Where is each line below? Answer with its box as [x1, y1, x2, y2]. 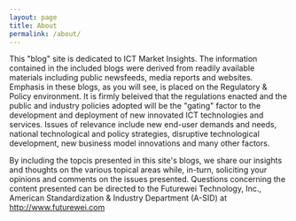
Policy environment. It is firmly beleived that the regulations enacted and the [9, 91, 288, 102]
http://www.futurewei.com [9, 202, 105, 213]
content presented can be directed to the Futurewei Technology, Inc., [9, 183, 261, 194]
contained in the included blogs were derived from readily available [9, 63, 255, 73]
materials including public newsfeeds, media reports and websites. [9, 72, 253, 83]
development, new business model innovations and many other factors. [9, 138, 270, 149]
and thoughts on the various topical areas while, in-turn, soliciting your [9, 164, 268, 175]
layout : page [9, 12, 58, 22]
